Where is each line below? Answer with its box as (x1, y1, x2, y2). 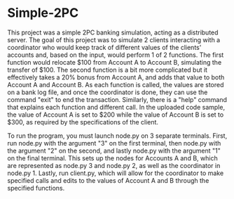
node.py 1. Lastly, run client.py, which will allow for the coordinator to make (7, 169, 224, 177)
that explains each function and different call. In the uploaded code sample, (7, 103, 226, 111)
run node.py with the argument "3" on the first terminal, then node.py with (7, 139, 221, 147)
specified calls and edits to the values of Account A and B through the (7, 176, 209, 184)
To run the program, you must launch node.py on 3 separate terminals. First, (7, 131, 228, 140)
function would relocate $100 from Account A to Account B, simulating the (7, 58, 222, 66)
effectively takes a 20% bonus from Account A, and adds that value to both (7, 72, 225, 82)
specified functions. (7, 184, 65, 192)
